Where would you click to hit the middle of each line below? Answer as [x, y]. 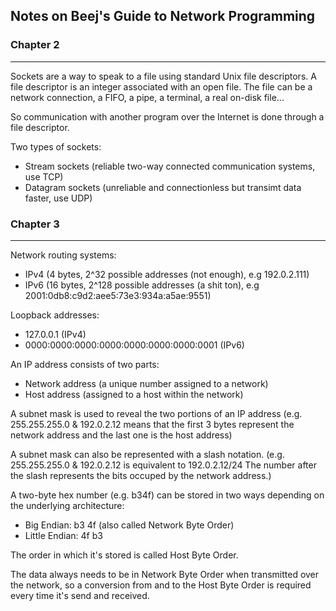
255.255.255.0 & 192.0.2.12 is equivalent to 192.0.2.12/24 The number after [163, 465]
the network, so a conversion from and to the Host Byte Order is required [161, 585]
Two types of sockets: [56, 146]
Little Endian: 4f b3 [63, 535]
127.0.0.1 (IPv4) [55, 334]
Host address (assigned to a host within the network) [134, 394]
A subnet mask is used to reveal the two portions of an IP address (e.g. [156, 413]
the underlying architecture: [67, 505]
